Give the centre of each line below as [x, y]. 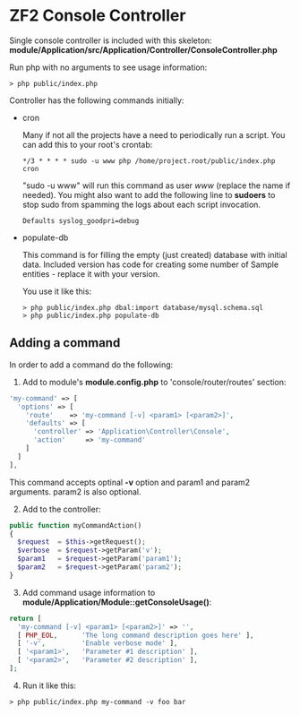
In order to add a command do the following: [91, 365]
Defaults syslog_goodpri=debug [81, 220]
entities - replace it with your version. [91, 273]
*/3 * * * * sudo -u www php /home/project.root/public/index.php [149, 161]
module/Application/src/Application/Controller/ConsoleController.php [143, 49]
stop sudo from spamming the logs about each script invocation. [141, 204]
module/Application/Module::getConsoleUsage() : [117, 602]
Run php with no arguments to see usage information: [108, 67]
